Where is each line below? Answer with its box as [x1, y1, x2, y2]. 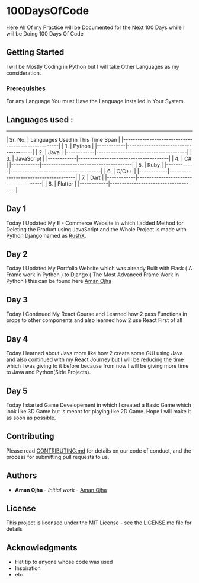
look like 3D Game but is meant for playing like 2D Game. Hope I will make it [6, 407, 191, 415]
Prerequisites [6, 84, 46, 93]
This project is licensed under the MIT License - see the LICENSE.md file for [6, 519, 192, 526]
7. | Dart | [81, 174, 104, 181]
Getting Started [6, 47, 65, 58]
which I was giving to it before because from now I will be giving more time [6, 362, 189, 369]
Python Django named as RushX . [6, 232, 86, 239]
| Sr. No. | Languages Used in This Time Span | [6, 136, 120, 143]
